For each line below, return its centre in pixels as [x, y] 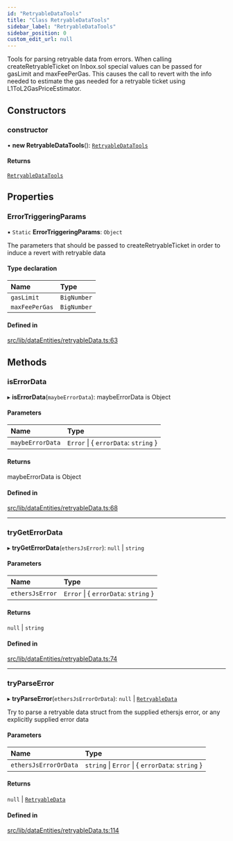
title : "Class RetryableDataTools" [59, 20]
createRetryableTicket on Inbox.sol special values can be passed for [105, 67]
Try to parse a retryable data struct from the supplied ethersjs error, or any [114, 712]
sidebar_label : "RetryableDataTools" [62, 26]
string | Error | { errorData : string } [144, 765]
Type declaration [32, 268]
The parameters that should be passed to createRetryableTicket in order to [114, 245]
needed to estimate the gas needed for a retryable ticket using [96, 81]
